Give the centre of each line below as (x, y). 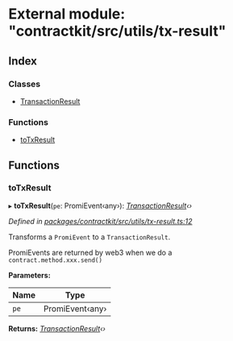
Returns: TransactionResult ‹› (57, 328)
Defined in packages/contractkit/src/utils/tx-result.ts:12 (100, 221)
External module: (67, 14)
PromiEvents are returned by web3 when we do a (90, 252)
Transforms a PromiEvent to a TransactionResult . (89, 237)
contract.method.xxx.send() (56, 260)
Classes (25, 84)
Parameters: (29, 275)
